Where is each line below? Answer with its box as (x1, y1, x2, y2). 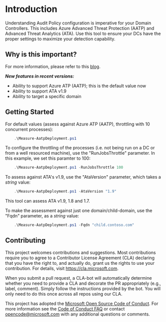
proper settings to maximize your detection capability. (5, 36, 116, 42)
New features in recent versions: (5, 73, 75, 79)
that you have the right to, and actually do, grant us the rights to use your (5, 260, 155, 266)
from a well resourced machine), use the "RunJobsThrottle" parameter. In (5, 150, 155, 156)
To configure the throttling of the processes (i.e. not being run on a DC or (5, 145, 155, 151)
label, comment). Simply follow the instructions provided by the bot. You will (5, 285, 161, 292)
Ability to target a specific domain (12, 93, 82, 99)
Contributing (5, 236, 46, 245)
